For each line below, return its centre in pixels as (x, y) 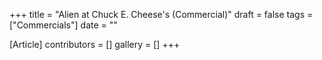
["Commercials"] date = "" (63, 25)
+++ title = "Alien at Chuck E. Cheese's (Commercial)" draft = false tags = (161, 14)
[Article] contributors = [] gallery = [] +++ (95, 44)
